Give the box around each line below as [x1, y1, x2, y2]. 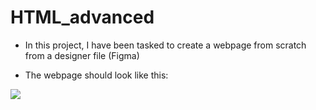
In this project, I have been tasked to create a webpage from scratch [24, 39, 307, 51]
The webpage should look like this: [24, 69, 169, 81]
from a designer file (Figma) [24, 49, 140, 61]
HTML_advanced [10, 6, 155, 29]
